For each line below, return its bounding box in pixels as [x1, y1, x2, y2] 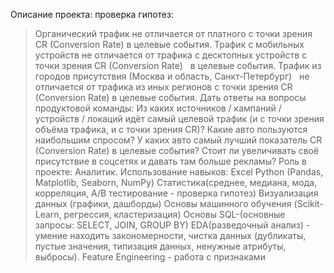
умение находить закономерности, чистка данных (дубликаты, [34, 230, 307, 241]
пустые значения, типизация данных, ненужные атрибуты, [34, 240, 287, 252]
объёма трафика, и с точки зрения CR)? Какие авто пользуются [34, 124, 308, 135]
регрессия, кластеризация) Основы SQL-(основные [63, 209, 286, 220]
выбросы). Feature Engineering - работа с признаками [34, 251, 266, 263]
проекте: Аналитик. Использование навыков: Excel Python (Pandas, [34, 166, 324, 178]
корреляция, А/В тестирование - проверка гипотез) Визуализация [34, 187, 319, 199]
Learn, [34, 209, 62, 220]
